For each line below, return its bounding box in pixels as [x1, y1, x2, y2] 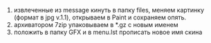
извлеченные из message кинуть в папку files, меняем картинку [13, 6, 205, 14]
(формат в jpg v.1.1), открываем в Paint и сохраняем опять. [13, 13, 187, 21]
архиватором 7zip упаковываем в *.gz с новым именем [13, 21, 178, 28]
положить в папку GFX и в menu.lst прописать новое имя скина [13, 28, 203, 36]
